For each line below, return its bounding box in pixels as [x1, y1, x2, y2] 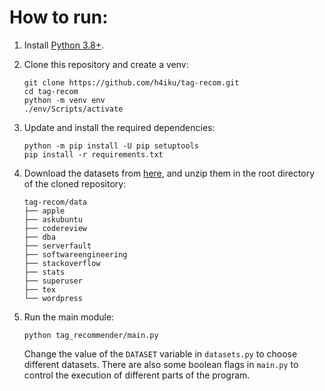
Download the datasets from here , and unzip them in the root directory [23, 167, 316, 179]
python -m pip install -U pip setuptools [23, 141, 199, 151]
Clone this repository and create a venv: [23, 58, 189, 70]
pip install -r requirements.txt [23, 149, 164, 160]
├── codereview [23, 223, 88, 233]
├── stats [23, 267, 66, 277]
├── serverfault [23, 241, 92, 251]
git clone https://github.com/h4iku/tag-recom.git [23, 77, 240, 88]
